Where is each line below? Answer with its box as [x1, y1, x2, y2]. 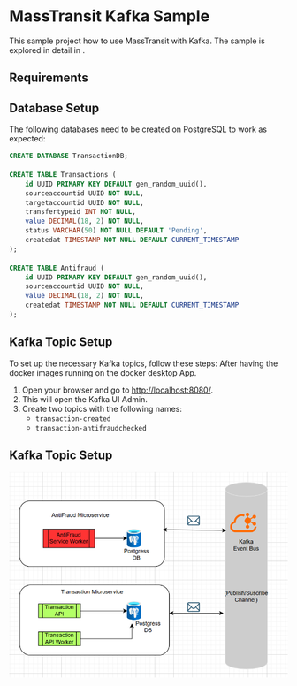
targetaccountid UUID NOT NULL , [25, 198, 144, 207]
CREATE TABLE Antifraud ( [9, 263, 104, 272]
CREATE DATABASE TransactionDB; [9, 152, 128, 161]
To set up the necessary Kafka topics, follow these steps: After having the [9, 358, 278, 369]
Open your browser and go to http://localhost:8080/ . [21, 385, 214, 395]
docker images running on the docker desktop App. [9, 367, 197, 377]
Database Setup [9, 100, 100, 116]
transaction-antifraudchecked [34, 423, 148, 432]
